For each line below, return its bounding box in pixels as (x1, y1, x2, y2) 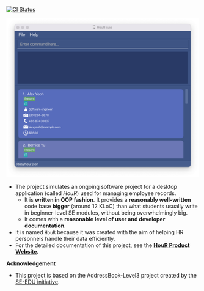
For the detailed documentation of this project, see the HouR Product (15, 241, 190, 249)
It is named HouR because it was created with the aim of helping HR (15, 229, 184, 236)
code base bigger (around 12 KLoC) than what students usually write (24, 202, 199, 210)
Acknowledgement (6, 260, 56, 267)
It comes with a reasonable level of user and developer (24, 216, 166, 223)
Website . (15, 248, 38, 256)
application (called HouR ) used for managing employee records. (15, 190, 177, 197)
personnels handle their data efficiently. (15, 235, 115, 243)
